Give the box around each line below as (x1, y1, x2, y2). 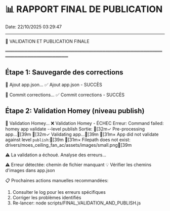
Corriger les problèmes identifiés (12, 194, 81, 200)
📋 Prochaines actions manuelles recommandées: (5, 177, 109, 183)
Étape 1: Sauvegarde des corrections (5, 68, 123, 77)
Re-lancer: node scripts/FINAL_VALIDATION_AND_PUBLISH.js (12, 200, 141, 206)
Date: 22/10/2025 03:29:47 (5, 23, 62, 30)
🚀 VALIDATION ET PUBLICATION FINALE (5, 38, 90, 44)
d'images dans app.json (5, 167, 55, 173)
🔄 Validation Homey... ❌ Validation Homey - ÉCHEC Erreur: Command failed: (5, 120, 164, 126)
